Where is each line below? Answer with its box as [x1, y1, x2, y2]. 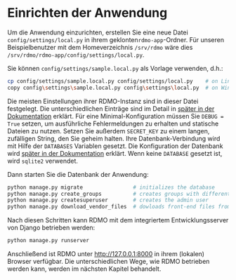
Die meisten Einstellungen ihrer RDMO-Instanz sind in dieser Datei [7, 97, 199, 105]
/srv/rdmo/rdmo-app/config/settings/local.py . [7, 51, 145, 59]
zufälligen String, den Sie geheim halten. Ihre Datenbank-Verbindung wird [7, 134, 221, 142]
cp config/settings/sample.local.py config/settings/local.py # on [7, 77, 218, 85]
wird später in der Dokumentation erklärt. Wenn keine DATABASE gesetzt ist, [7, 149, 223, 157]
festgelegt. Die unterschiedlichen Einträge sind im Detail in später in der [7, 104, 215, 113]
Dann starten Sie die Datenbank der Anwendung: [7, 170, 149, 178]
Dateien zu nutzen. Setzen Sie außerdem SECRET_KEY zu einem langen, [7, 126, 210, 135]
